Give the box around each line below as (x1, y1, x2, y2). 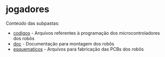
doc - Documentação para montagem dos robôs (13, 40, 115, 46)
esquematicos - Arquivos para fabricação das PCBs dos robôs (13, 46, 144, 52)
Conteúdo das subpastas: (6, 20, 60, 26)
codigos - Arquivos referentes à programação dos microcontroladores (13, 30, 160, 36)
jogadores (6, 4, 50, 15)
